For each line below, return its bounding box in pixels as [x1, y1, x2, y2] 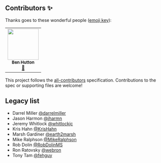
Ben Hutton [11, 59, 35, 65]
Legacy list [5, 97, 40, 105]
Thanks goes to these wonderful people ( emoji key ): [5, 17, 112, 23]
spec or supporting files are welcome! [5, 82, 83, 88]
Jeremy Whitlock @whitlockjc [12, 120, 73, 126]
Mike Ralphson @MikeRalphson [12, 136, 77, 142]
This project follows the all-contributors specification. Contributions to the [5, 77, 156, 83]
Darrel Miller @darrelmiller [12, 110, 66, 116]
